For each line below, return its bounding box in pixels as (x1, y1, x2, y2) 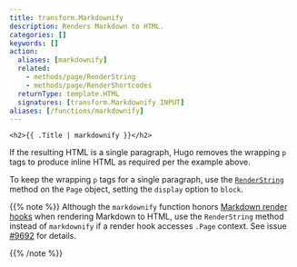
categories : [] (9, 30, 67, 39)
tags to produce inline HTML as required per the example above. (9, 156, 252, 168)
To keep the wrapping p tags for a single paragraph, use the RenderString (9, 174, 284, 185)
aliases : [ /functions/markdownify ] (9, 106, 144, 115)
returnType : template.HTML (17, 89, 120, 98)
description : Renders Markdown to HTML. (9, 22, 165, 31)
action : (9, 47, 39, 56)
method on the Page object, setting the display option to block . (9, 183, 243, 195)
